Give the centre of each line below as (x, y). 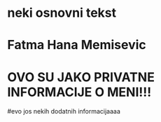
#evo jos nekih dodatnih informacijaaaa (64, 111)
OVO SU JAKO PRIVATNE (81, 77)
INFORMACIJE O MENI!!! (79, 92)
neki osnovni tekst (62, 13)
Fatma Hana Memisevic (77, 45)
